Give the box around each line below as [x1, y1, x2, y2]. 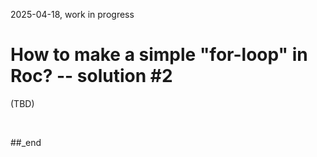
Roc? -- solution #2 [10, 65, 173, 88]
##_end [10, 136, 42, 148]
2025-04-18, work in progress [10, 9, 135, 20]
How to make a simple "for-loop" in [10, 44, 308, 66]
